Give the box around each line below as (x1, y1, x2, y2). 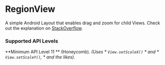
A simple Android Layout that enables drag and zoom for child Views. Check (5, 20, 161, 26)
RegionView (5, 3, 55, 15)
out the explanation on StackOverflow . (5, 25, 83, 31)
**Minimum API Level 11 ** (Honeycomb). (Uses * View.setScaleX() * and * (5, 49, 159, 55)
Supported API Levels (5, 37, 58, 44)
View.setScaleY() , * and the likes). (5, 54, 76, 60)
